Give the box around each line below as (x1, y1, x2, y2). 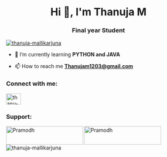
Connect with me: (6, 79, 58, 88)
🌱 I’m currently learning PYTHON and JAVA (14, 51, 120, 58)
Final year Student (71, 26, 125, 35)
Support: (6, 112, 32, 121)
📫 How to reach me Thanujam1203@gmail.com (14, 63, 134, 70)
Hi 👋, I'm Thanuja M (50, 5, 146, 19)
